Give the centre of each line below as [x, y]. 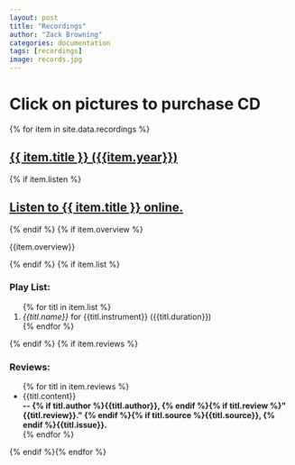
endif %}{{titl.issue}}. [65, 425]
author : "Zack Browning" [56, 34]
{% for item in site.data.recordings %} [80, 129]
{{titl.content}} [49, 397]
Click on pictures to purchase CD [135, 104]
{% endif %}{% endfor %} [58, 452]
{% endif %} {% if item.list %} [65, 264]
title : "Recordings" [48, 26]
